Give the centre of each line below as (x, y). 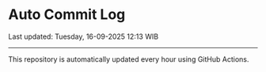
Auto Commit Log (67, 15)
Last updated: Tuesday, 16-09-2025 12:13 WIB (84, 36)
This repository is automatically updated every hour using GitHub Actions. (129, 59)
